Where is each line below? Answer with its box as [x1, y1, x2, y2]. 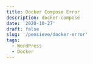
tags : [6, 37, 20, 43]
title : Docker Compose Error [6, 9, 80, 15]
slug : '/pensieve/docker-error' [6, 32, 88, 38]
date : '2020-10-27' [6, 20, 56, 26]
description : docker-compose [6, 15, 80, 21]
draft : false [6, 26, 40, 32]
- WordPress [12, 43, 43, 49]
